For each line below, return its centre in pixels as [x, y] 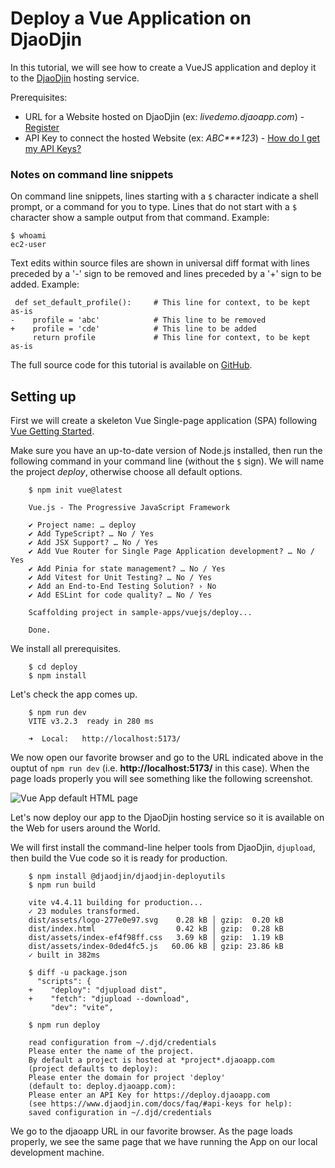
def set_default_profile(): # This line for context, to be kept [162, 303]
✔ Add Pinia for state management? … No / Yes [127, 569]
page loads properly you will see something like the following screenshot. [161, 779]
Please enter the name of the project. [111, 1052]
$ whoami [28, 236]
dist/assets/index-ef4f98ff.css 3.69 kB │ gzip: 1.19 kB [156, 938]
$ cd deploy [53, 667]
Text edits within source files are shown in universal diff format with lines [160, 263]
